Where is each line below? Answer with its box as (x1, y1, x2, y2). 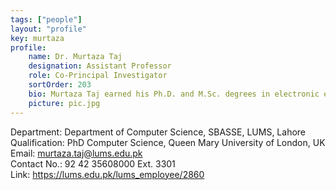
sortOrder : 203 (28, 80, 92, 90)
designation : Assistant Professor (28, 61, 172, 71)
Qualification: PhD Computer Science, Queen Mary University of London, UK (10, 136, 326, 148)
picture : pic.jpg (28, 98, 101, 108)
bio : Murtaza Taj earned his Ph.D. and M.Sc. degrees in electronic (28, 89, 320, 99)
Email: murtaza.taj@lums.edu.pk (10, 147, 143, 159)
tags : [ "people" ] (10, 14, 83, 25)
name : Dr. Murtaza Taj (28, 52, 123, 62)
